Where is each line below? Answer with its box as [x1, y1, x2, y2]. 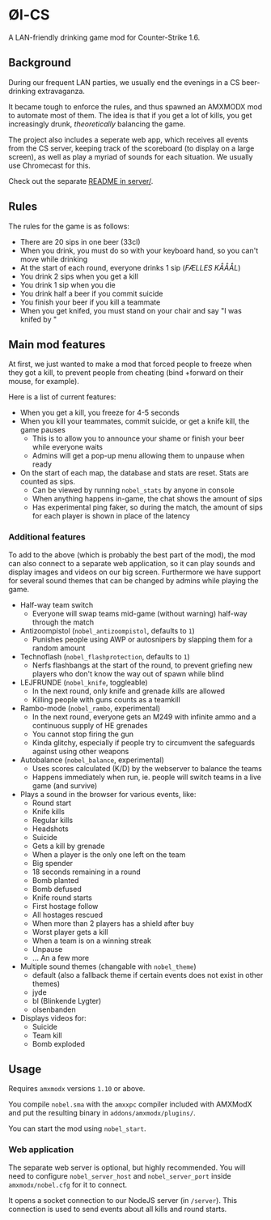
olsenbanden [32, 1005, 77, 1014]
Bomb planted [32, 875, 79, 885]
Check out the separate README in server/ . [8, 176, 154, 186]
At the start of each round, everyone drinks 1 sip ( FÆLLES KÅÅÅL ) [19, 262, 241, 272]
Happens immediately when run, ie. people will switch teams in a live [32, 772, 261, 782]
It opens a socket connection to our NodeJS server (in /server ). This [8, 1195, 237, 1205]
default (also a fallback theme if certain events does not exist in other [32, 970, 264, 979]
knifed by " [19, 314, 57, 324]
